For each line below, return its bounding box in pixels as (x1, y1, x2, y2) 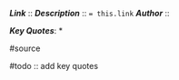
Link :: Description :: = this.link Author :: (9, 8, 170, 18)
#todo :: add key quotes (9, 61, 98, 71)
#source (9, 43, 41, 54)
